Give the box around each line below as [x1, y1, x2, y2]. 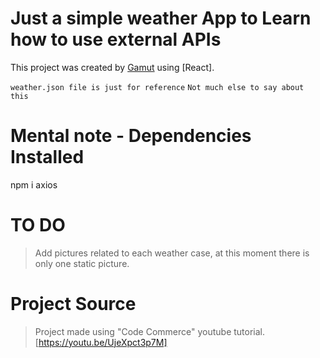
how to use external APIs [10, 28, 222, 51]
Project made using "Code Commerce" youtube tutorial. [34, 325, 266, 337]
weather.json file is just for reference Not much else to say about [10, 82, 305, 92]
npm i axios [10, 178, 58, 191]
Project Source [10, 293, 137, 315]
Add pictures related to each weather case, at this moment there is [34, 247, 310, 259]
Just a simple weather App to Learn [10, 7, 312, 30]
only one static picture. [34, 257, 130, 269]
